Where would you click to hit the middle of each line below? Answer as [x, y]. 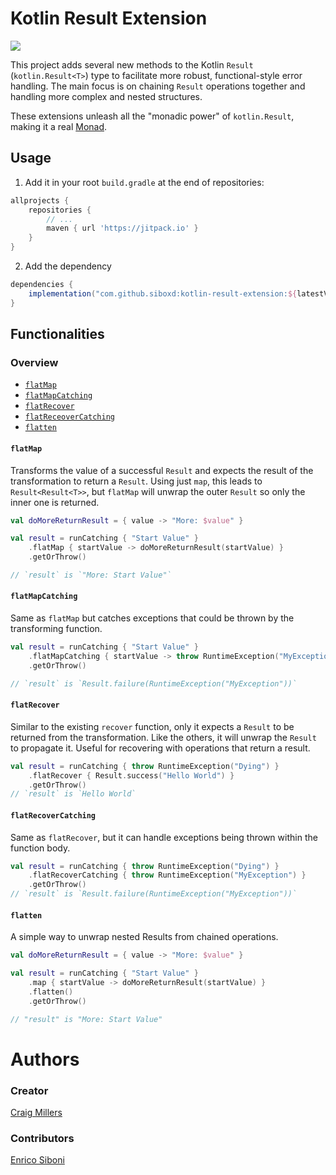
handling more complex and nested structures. [106, 96]
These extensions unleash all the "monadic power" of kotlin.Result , [152, 116]
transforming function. [56, 629]
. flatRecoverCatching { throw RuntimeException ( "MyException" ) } [167, 875]
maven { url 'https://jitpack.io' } [122, 228]
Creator [29, 1090]
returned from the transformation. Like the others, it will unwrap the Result [163, 737]
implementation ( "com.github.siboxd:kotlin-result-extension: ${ [163, 293]
